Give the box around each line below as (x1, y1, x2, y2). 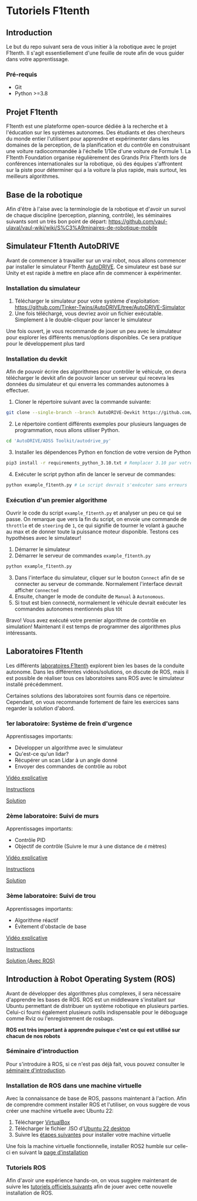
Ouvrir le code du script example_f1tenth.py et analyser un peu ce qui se (6, 509, 182, 516)
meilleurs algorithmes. (6, 172, 60, 180)
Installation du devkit (6, 354, 67, 363)
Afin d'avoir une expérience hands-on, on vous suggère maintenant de (6, 1177, 177, 1184)
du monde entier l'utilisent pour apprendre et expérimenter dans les (6, 135, 169, 142)
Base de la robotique (6, 190, 83, 200)
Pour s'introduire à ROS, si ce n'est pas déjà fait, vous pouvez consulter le (6, 1060, 185, 1067)
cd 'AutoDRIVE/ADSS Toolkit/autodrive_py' (6, 438, 111, 444)
